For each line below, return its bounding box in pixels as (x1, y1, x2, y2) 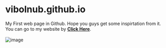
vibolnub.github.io (5, 4, 86, 15)
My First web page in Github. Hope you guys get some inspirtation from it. (5, 20, 161, 27)
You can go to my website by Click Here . (5, 26, 91, 32)
